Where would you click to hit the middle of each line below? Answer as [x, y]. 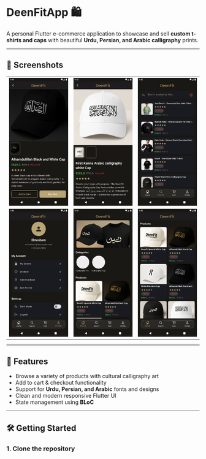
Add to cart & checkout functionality [61, 383]
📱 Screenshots [35, 65]
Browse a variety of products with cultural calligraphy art [87, 376]
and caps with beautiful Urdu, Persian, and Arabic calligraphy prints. [110, 40]
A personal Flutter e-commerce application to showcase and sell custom [98, 33]
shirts [14, 40]
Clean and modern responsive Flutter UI [66, 396]
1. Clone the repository [41, 449]
